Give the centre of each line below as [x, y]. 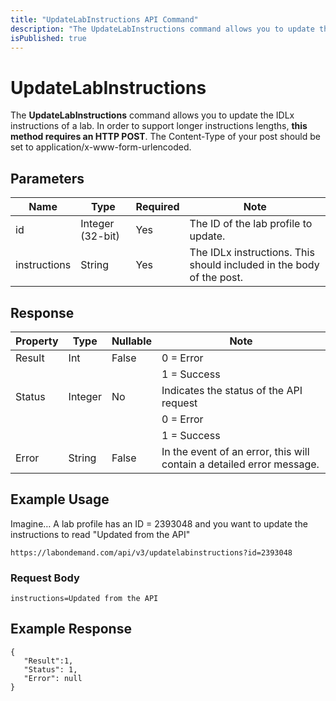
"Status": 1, [50, 669]
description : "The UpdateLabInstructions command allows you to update [162, 29]
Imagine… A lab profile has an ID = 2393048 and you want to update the [159, 523]
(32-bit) [100, 236]
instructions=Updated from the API [84, 599]
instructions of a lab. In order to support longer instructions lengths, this [159, 126]
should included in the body [254, 265]
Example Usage [60, 499]
